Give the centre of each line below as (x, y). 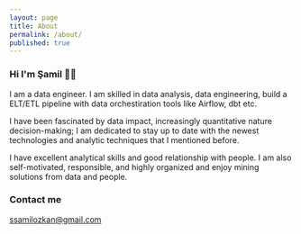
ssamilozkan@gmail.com (55, 219)
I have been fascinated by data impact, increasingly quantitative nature (141, 121)
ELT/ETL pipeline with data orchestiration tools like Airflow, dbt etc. (133, 103)
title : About (34, 26)
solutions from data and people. (68, 176)
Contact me (36, 200)
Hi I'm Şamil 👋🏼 (43, 75)
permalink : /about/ (46, 34)
